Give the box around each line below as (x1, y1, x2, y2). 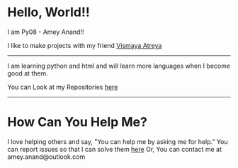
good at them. (7, 68, 48, 78)
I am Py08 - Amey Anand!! (7, 28, 84, 36)
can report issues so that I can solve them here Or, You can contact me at (7, 145, 222, 153)
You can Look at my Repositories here (7, 83, 118, 91)
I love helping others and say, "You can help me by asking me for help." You (7, 137, 228, 145)
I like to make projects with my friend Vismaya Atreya (7, 41, 162, 49)
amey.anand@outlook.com (7, 152, 86, 161)
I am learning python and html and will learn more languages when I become (7, 61, 231, 70)
